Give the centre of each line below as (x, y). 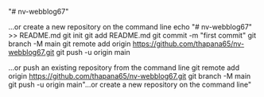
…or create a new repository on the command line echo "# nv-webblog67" (130, 27)
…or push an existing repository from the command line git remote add (124, 68)
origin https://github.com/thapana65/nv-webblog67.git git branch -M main (130, 76)
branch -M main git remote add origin (70, 44)
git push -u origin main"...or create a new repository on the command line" (130, 84)
